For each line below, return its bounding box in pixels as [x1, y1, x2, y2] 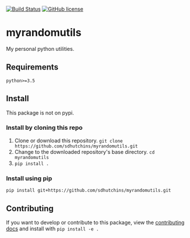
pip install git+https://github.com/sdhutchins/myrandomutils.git [6, 188, 171, 194]
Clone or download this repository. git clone [14, 137, 123, 144]
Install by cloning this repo [6, 123, 83, 132]
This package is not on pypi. [6, 109, 74, 116]
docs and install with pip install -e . [6, 225, 99, 232]
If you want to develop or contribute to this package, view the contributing [6, 219, 185, 226]
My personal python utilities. [6, 45, 75, 52]
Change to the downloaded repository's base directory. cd [14, 148, 155, 155]
